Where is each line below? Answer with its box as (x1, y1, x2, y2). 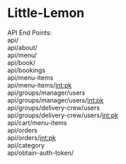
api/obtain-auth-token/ (7, 148, 74, 157)
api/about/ (7, 43, 38, 52)
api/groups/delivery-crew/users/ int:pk (7, 111, 119, 119)
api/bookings (7, 66, 46, 74)
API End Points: (7, 28, 52, 37)
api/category (7, 141, 45, 149)
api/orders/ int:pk (7, 133, 57, 142)
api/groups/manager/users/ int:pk (7, 95, 104, 104)
